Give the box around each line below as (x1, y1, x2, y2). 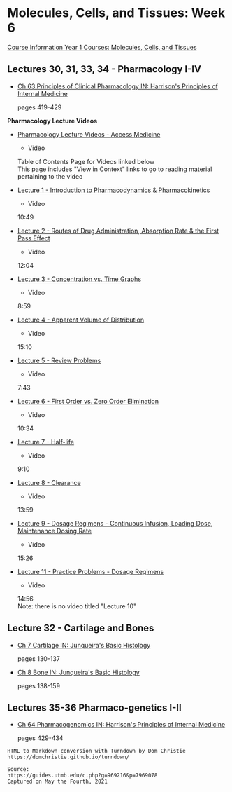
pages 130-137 (17, 654, 61, 663)
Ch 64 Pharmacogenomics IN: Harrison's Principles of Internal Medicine (17, 721, 226, 729)
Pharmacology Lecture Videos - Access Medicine (17, 130, 161, 138)
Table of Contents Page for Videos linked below (17, 157, 155, 165)
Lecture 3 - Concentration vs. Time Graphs (17, 275, 142, 283)
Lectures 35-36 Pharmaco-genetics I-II (7, 702, 182, 714)
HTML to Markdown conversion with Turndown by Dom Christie (7, 748, 187, 755)
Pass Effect (17, 233, 50, 243)
